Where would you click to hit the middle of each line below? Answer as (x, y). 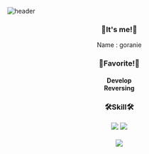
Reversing (119, 88)
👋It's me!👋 (119, 29)
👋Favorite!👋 (119, 63)
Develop (119, 80)
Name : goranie (119, 45)
